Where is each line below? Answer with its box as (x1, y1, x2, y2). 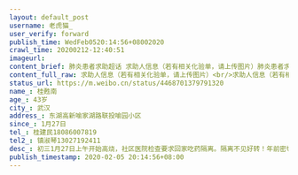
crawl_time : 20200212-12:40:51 (9, 46, 125, 55)
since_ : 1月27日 (9, 120, 67, 129)
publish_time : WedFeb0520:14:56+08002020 (9, 37, 165, 47)
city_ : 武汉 (9, 103, 51, 112)
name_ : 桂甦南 (9, 87, 58, 95)
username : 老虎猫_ (9, 21, 74, 30)
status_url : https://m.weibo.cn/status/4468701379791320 (9, 79, 224, 87)
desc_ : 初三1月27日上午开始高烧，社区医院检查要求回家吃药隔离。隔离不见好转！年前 (9, 144, 280, 153)
